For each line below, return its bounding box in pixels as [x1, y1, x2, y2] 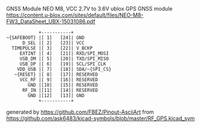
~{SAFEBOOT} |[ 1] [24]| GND [6, 35, 85, 41]
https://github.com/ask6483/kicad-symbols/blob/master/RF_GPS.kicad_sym [6, 115, 195, 122]
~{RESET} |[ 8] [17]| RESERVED [14, 72, 98, 78]
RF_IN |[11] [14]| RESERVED [22, 87, 98, 93]
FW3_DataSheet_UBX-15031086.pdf [6, 18, 96, 25]
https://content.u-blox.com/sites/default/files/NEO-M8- [6, 11, 144, 19]
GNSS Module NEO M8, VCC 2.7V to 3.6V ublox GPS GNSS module [6, 5, 173, 12]
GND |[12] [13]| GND [28, 93, 85, 99]
